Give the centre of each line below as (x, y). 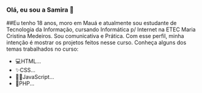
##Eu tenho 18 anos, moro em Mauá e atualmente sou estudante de (92, 23)
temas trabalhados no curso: (43, 49)
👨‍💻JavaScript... (35, 77)
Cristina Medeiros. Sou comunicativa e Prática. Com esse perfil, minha (95, 36)
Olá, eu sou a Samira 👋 (40, 10)
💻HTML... (28, 61)
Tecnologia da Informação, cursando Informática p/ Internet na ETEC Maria (101, 29)
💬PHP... (25, 84)
